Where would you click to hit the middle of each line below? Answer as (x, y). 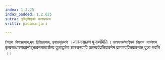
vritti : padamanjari (27, 24)
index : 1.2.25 (20, 10)
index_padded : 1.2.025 (28, 14)
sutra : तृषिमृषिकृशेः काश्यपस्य (28, 19)
